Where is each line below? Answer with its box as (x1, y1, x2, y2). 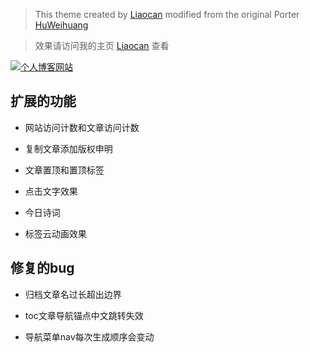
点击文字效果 (24, 185, 78, 197)
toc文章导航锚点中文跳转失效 (24, 309, 144, 321)
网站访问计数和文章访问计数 (24, 121, 140, 133)
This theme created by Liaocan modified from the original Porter (34, 9, 300, 20)
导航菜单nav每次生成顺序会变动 (24, 330, 155, 343)
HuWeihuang (34, 19, 89, 31)
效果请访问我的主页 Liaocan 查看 (34, 40, 170, 51)
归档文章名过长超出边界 (24, 288, 122, 300)
